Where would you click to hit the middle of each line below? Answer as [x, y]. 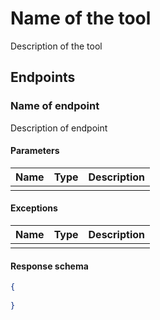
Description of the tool [56, 46]
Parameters [35, 151]
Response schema [49, 266]
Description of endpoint [59, 128]
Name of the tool [81, 18]
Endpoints [43, 77]
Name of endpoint [55, 106]
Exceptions [34, 208]
